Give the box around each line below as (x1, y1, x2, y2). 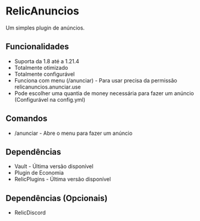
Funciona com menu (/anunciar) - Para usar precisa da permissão (14, 76, 178, 84)
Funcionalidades (5, 42, 70, 52)
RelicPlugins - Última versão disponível (14, 176, 111, 183)
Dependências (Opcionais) (5, 193, 108, 203)
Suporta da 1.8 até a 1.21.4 (14, 57, 79, 64)
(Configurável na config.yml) (14, 96, 85, 103)
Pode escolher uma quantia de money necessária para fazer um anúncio (14, 89, 195, 97)
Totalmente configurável (14, 70, 75, 78)
